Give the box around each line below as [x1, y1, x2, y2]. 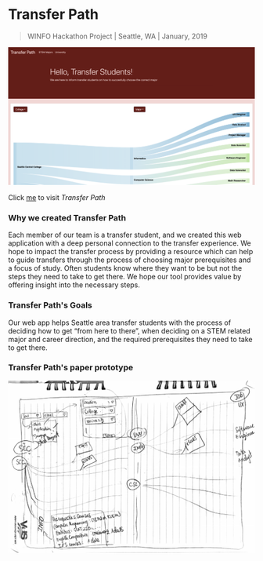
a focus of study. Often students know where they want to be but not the [8, 264, 243, 273]
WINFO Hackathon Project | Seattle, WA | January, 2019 [27, 31, 207, 41]
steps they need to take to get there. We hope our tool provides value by [8, 272, 242, 282]
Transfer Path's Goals [8, 300, 92, 311]
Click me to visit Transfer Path [8, 192, 106, 202]
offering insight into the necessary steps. [8, 280, 141, 290]
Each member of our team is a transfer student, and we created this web [8, 230, 242, 240]
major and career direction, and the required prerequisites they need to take [8, 334, 253, 344]
